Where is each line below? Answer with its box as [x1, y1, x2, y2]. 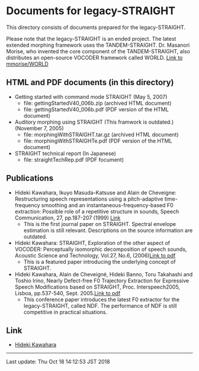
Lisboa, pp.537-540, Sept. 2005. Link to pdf [14, 289, 121, 296]
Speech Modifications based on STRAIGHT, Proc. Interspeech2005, [14, 283, 181, 291]
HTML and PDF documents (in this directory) [6, 78, 174, 88]
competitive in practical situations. [23, 308, 108, 315]
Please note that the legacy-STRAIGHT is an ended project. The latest [6, 35, 176, 42]
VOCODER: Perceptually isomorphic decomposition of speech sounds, [14, 246, 187, 253]
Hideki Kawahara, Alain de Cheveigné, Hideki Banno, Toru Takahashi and [14, 270, 193, 278]
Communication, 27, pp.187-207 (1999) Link [14, 214, 121, 221]
